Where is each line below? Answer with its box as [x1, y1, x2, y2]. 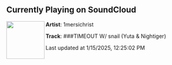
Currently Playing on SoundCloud [6, 5, 137, 15]
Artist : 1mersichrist [45, 20, 94, 28]
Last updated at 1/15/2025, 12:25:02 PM [45, 44, 145, 51]
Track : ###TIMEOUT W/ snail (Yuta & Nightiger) [45, 32, 167, 40]
